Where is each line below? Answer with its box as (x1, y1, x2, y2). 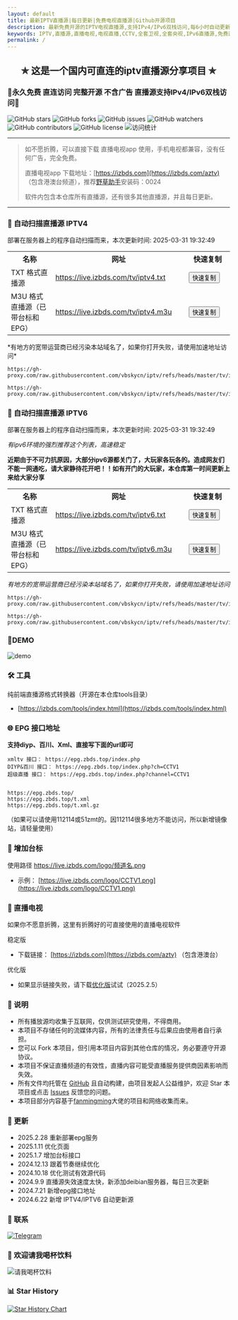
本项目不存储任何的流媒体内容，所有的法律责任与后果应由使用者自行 (17, 1026, 216, 1034)
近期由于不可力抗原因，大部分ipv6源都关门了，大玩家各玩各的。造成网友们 (7, 455, 225, 464)
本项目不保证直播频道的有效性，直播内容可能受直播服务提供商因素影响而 (17, 1061, 228, 1070)
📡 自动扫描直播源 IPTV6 (7, 408, 88, 418)
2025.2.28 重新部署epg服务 (17, 1133, 98, 1142)
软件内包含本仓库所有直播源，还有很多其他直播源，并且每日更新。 (24, 192, 217, 201)
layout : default (7, 10, 55, 18)
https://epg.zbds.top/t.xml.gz (7, 802, 100, 810)
